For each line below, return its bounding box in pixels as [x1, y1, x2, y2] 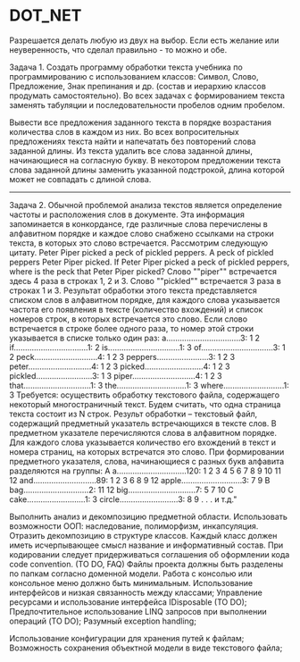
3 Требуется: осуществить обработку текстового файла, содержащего [9, 390, 279, 400]
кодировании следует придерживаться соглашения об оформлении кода [9, 549, 290, 559]
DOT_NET [9, 5, 82, 26]
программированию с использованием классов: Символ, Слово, [9, 71, 259, 81]
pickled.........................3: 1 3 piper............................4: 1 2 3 [9, 370, 222, 381]
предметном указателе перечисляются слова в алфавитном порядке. [9, 427, 278, 438]
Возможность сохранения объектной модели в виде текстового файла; [9, 642, 283, 653]
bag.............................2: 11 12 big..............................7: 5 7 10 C [9, 484, 234, 495]
